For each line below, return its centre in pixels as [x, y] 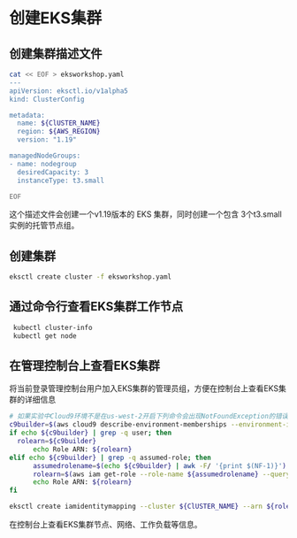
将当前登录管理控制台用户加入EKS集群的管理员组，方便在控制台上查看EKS [144, 388]
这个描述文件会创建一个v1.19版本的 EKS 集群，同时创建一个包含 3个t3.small [146, 214]
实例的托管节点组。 [44, 226]
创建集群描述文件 [56, 54]
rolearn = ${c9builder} [57, 442]
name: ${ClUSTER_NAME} [59, 123]
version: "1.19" [47, 140]
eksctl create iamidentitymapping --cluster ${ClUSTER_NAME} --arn [136, 507]
